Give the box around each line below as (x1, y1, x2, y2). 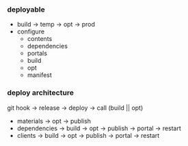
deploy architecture (7, 88, 74, 98)
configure (16, 27, 45, 35)
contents (27, 35, 53, 43)
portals (27, 49, 48, 57)
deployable (7, 5, 46, 14)
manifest (27, 71, 53, 79)
